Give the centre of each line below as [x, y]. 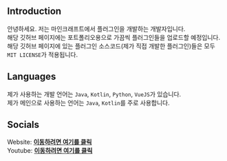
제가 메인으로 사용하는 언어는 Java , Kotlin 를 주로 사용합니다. [88, 103]
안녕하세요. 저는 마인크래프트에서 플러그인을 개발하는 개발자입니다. [96, 29]
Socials [23, 125]
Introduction [34, 11]
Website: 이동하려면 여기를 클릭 [50, 142]
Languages [32, 77]
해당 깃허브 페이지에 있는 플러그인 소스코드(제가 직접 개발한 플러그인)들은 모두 [111, 46]
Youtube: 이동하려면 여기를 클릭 [50, 151]
